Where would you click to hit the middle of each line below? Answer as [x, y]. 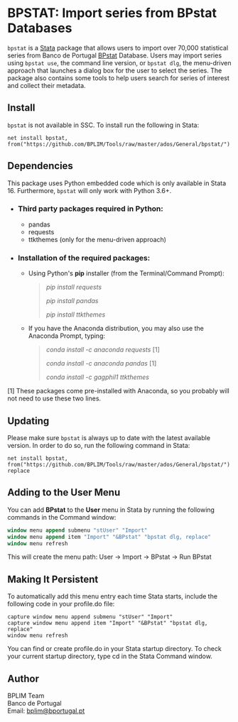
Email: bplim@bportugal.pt [46, 711]
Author [23, 678]
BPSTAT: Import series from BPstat [112, 13]
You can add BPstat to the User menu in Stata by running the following [111, 510]
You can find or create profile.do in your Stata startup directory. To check [114, 649]
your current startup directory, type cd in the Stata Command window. [110, 656]
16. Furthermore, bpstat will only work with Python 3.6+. [90, 190]
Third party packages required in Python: [90, 209]
